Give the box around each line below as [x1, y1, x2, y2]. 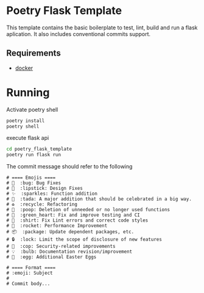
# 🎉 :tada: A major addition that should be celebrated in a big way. [6, 196, 192, 202]
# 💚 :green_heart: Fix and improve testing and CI [6, 212, 140, 219]
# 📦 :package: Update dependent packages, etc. [6, 229, 135, 235]
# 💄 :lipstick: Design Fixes [6, 186, 83, 192]
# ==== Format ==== [6, 265, 56, 271]
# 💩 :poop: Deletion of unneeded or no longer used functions [6, 207, 171, 213]
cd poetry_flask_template [6, 146, 72, 153]
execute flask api [6, 134, 49, 142]
